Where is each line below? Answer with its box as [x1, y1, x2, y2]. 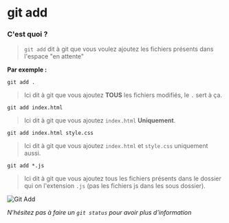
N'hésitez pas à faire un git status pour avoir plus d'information [7, 209, 192, 217]
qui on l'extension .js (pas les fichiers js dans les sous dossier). [23, 182, 206, 190]
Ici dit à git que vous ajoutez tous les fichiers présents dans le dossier [23, 174, 221, 183]
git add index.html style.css [7, 129, 94, 137]
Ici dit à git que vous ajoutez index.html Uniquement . [23, 116, 176, 125]
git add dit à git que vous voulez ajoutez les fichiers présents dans [23, 45, 214, 53]
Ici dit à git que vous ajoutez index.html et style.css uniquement [23, 142, 208, 150]
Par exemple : [7, 65, 47, 74]
